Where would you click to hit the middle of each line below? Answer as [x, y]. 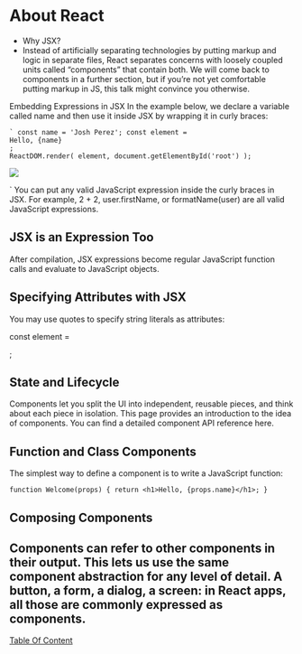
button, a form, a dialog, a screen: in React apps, [148, 590]
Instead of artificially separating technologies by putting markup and [149, 50]
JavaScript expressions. [54, 209]
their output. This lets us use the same [119, 562]
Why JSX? [41, 41]
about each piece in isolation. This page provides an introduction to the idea [151, 414]
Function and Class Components [103, 451]
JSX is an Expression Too [82, 237]
